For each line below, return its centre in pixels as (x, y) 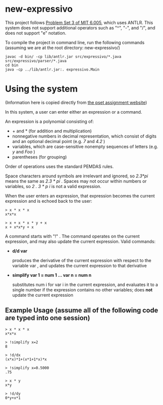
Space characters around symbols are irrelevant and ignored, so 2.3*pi (77, 176)
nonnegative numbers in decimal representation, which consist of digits (84, 136)
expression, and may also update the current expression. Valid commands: (80, 241)
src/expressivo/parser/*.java (36, 61)
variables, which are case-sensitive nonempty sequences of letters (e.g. (85, 146)
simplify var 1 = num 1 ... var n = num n (52, 275)
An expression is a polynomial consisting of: (49, 121)
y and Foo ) (23, 152)
